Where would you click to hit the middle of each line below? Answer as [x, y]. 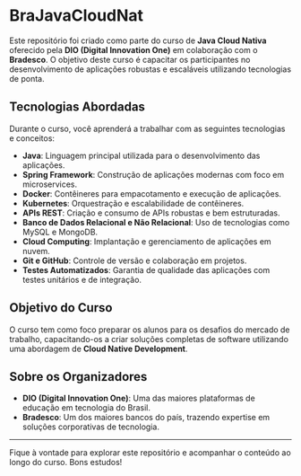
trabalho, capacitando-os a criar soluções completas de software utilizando [149, 339]
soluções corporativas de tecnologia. [90, 427]
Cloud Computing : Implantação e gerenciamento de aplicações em [146, 241]
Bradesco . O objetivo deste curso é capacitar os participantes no [130, 59]
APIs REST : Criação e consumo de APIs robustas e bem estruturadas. [151, 213]
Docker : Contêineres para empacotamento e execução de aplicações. [152, 193]
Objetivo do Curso [61, 308]
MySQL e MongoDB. [60, 232]
